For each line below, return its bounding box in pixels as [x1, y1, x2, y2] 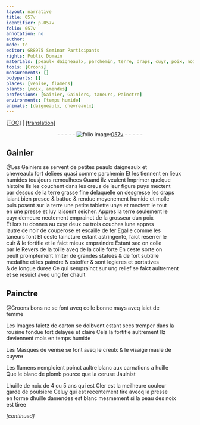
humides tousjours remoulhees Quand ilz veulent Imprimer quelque [6, 176, 171, 183]
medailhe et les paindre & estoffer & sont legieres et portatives [6, 258, 160, 265]
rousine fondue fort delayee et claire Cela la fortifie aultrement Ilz [6, 329, 166, 336]
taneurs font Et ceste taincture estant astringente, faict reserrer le [6, 233, 167, 240]
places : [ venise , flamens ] [6, 81, 73, 87]
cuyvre [6, 352, 24, 360]
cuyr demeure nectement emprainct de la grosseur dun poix [6, 214, 154, 221]
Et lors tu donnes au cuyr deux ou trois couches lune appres [6, 221, 154, 228]
